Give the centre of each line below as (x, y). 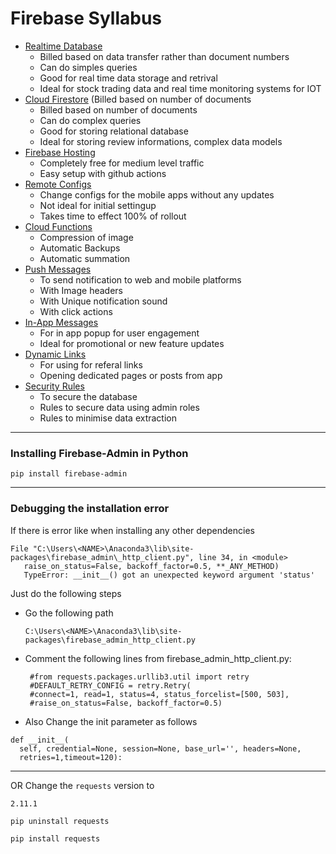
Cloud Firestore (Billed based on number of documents (138, 99)
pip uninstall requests (60, 821)
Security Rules (54, 386)
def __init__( (40, 740)
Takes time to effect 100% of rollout (113, 216)
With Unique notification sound (103, 301)
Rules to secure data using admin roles (119, 407)
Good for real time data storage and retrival (128, 78)
